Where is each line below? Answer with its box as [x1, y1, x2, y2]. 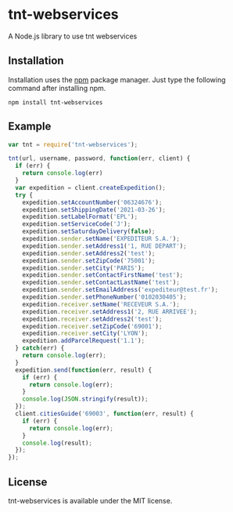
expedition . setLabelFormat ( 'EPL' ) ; [22, 213, 138, 221]
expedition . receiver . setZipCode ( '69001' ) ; [22, 322, 163, 330]
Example [8, 120, 52, 133]
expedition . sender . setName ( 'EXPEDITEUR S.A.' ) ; [22, 235, 180, 243]
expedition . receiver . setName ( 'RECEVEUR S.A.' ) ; [22, 300, 180, 308]
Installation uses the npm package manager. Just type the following [8, 74, 226, 84]
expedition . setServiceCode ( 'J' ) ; [22, 220, 131, 228]
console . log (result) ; [22, 439, 92, 447]
